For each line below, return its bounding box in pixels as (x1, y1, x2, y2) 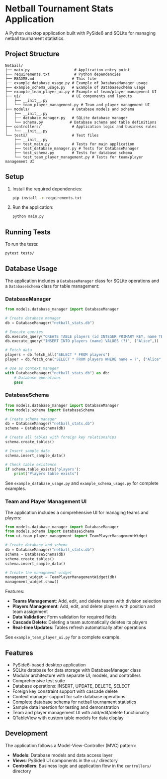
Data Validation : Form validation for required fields (12, 614, 117, 620)
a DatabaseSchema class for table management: (5, 283, 100, 289)
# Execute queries (5, 329, 43, 334)
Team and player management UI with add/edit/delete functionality (12, 710, 150, 716)
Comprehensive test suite (12, 678, 65, 684)
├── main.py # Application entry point (5, 67, 130, 72)
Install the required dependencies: (12, 185, 83, 192)
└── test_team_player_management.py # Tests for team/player (14, 155, 143, 159)
